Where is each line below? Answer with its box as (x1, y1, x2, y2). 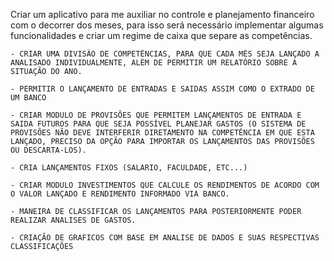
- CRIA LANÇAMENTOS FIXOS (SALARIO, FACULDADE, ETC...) (10, 163, 248, 173)
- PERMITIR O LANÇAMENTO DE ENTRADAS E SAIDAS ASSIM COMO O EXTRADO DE (10, 84, 315, 94)
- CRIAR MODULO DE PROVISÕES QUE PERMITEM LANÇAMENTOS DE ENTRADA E (10, 110, 302, 120)
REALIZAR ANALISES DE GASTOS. (10, 215, 137, 225)
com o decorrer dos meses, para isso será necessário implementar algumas (10, 19, 324, 31)
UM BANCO (10, 93, 47, 103)
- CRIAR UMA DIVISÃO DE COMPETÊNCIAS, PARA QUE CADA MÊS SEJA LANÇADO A (10, 49, 320, 59)
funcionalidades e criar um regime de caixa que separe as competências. (10, 30, 313, 41)
